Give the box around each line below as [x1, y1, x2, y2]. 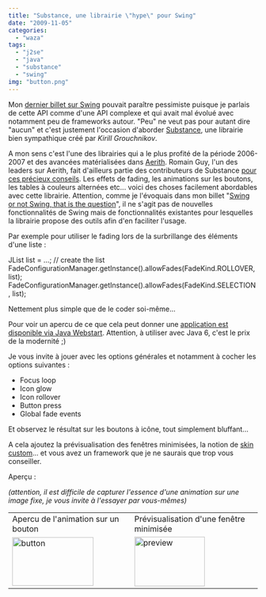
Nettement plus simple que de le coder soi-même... [8, 304, 176, 314]
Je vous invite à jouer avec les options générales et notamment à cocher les [8, 352, 256, 361]
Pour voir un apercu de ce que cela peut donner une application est [8, 319, 229, 329]
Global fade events [19, 409, 82, 418]
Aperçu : [8, 472, 36, 481]
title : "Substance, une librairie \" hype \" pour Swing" [8, 11, 196, 20]
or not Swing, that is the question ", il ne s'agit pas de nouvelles [8, 199, 214, 208]
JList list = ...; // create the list [8, 255, 105, 264]
